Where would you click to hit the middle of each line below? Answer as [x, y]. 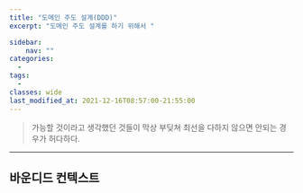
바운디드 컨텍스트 [55, 177]
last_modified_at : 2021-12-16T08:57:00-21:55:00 [102, 101]
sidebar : [26, 42]
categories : [32, 59]
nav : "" [40, 50]
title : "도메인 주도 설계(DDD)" [64, 18]
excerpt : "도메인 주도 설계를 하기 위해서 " [82, 26]
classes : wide [36, 92]
